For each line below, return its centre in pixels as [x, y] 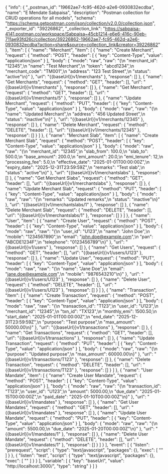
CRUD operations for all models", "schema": [51, 18]
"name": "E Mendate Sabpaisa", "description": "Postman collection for [78, 13]
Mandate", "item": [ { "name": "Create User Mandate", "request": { [73, 375]
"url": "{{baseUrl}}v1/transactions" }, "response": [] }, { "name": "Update [80, 338]
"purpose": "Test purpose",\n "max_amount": [89, 322]
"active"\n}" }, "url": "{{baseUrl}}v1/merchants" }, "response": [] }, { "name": [84, 77]
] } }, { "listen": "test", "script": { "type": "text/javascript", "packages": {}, [80, 455]
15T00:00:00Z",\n [23, 397]
